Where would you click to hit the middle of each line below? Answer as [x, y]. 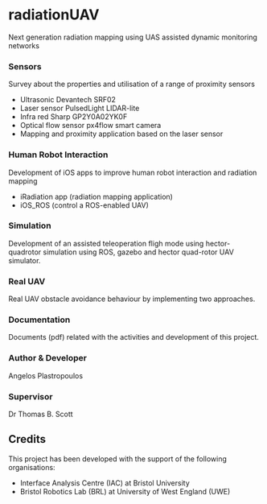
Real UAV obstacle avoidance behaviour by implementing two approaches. [132, 299]
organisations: [32, 467]
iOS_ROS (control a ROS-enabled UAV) [84, 205]
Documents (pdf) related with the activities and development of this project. [134, 337]
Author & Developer [47, 358]
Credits [27, 439]
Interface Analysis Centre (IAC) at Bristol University [105, 483]
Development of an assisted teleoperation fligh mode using [106, 243]
